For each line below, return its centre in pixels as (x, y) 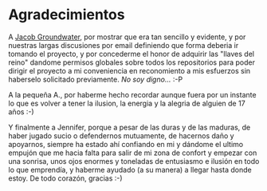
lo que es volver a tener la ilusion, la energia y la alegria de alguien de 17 (127, 103)
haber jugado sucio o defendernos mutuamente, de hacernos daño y (121, 135)
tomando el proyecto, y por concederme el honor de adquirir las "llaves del (132, 54)
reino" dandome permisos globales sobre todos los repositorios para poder (132, 62)
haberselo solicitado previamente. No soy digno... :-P (96, 79)
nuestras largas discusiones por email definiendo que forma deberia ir (124, 45)
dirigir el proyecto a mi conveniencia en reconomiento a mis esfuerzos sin (130, 70)
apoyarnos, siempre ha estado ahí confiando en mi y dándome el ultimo (126, 144)
